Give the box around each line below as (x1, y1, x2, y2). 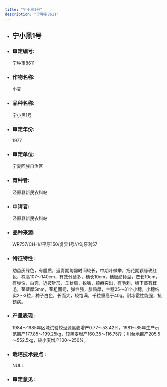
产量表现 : (12, 312, 36, 319)
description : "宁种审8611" (5, 12, 59, 17)
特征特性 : (12, 255, 36, 262)
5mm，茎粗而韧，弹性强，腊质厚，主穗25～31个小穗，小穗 (34, 286, 155, 292)
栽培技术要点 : (12, 351, 46, 358)
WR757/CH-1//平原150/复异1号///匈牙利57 (12, 241, 98, 247)
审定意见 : (12, 376, 36, 383)
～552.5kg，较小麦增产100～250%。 (12, 337, 88, 343)
